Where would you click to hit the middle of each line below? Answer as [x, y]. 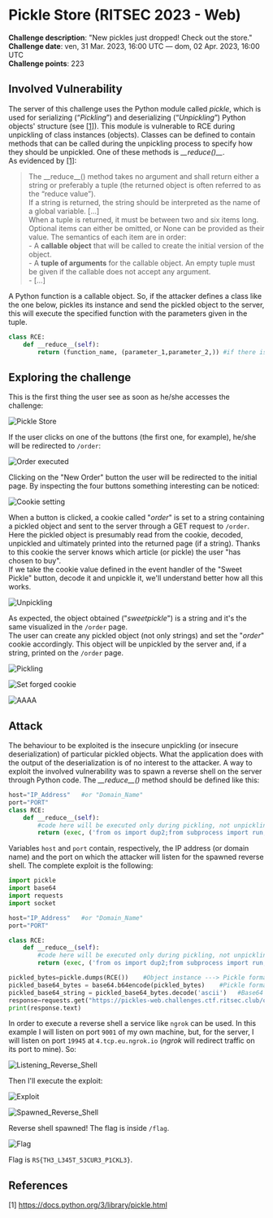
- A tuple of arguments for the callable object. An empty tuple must [142, 263]
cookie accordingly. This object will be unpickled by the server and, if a [128, 644]
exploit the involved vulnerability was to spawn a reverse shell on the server [135, 771]
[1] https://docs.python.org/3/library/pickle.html [88, 1205]
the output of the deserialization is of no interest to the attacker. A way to [131, 762]
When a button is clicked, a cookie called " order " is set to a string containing [136, 518]
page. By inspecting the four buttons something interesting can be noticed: [134, 486]
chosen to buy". [35, 561]
